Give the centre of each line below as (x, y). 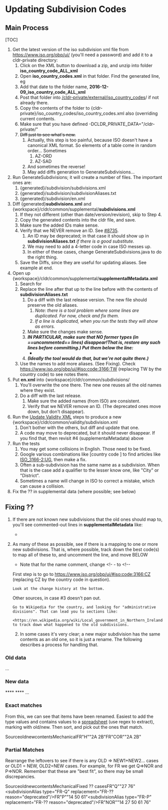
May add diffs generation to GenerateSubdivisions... (81, 172)
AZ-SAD (43, 161)
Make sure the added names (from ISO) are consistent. (84, 401)
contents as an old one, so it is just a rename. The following (81, 639)
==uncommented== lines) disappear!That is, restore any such (94, 342)
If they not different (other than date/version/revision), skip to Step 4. (91, 215)
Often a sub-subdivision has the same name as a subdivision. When (90, 465)
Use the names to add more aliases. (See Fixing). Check (78, 364)
